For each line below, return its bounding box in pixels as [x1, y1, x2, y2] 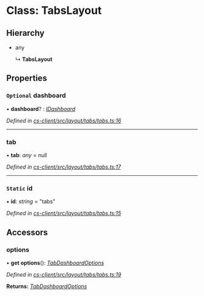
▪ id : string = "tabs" [6, 198, 56, 205]
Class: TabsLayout [6, 4, 102, 18]
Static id [6, 184, 33, 192]
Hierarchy [6, 28, 45, 38]
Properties [6, 73, 47, 84]
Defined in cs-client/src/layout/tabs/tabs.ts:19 [6, 271, 121, 278]
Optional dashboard [6, 92, 66, 100]
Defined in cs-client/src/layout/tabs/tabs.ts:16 [6, 116, 121, 124]
